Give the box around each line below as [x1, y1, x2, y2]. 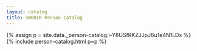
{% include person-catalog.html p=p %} [6, 38, 107, 45]
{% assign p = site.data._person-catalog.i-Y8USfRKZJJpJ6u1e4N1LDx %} [6, 31, 192, 38]
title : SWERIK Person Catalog [6, 15, 83, 21]
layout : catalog [6, 8, 47, 15]
